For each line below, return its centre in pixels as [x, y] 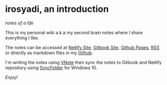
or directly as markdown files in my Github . [49, 53]
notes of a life [19, 23]
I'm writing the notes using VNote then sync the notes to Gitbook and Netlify [83, 62]
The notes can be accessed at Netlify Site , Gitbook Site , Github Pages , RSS [82, 47]
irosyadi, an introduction [57, 9]
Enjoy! [12, 77]
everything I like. [22, 38]
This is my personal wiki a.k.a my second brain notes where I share [74, 32]
